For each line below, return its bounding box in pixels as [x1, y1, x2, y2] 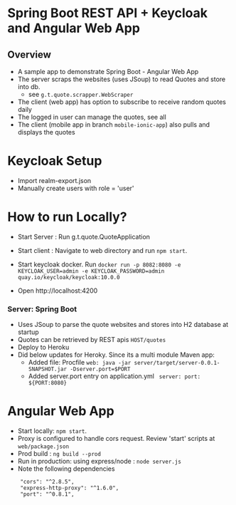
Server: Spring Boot [7, 304, 77, 314]
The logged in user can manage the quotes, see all [17, 113, 167, 121]
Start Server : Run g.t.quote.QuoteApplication [17, 232, 151, 241]
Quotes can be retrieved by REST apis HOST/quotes [17, 335, 166, 344]
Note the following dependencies [17, 464, 115, 473]
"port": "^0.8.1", [20, 491, 75, 498]
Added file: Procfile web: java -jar [28, 358, 132, 367]
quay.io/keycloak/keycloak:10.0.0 [17, 274, 120, 281]
